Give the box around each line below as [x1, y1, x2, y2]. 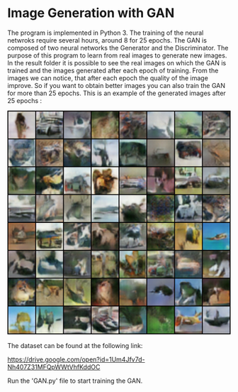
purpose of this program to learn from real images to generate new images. [7, 51, 227, 60]
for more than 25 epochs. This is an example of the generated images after [7, 89, 227, 97]
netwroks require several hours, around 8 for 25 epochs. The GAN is [7, 36, 208, 44]
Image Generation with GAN [7, 5, 175, 21]
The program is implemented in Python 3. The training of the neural [7, 28, 204, 37]
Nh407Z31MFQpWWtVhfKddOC [7, 362, 101, 371]
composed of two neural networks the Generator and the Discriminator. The [7, 43, 229, 52]
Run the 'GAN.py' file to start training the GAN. [7, 376, 143, 385]
